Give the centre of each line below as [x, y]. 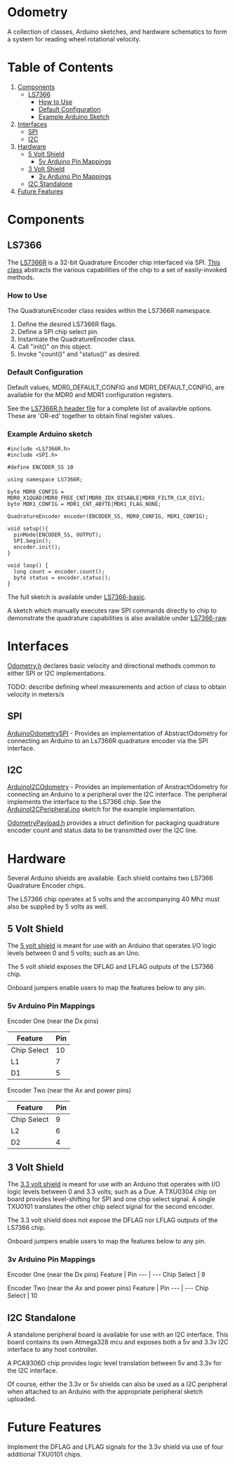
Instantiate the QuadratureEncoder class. [77, 339]
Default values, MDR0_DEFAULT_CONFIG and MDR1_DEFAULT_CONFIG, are [116, 387]
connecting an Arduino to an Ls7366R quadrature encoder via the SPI [108, 740]
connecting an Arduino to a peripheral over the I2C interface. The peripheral [117, 794]
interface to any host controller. [53, 1350]
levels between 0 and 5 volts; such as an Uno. [74, 953]
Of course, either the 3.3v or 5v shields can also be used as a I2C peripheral [117, 1384]
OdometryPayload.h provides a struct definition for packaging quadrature [113, 823]
